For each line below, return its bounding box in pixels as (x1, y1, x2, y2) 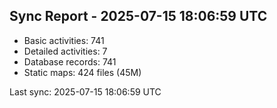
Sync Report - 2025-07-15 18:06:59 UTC (9, 8, 268, 25)
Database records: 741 (23, 55, 117, 68)
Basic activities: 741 (23, 34, 105, 46)
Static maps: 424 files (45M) (23, 66, 142, 78)
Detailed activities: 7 (23, 45, 108, 57)
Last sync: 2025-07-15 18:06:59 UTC (9, 85, 162, 98)
